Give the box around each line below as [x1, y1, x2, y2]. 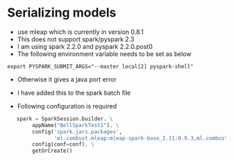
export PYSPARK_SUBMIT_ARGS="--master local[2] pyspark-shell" [7, 63, 194, 70]
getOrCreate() [32, 147, 73, 155]
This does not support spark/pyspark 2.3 [17, 35, 135, 43]
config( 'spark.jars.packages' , [32, 128, 123, 135]
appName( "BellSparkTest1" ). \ [32, 122, 119, 129]
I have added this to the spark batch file [17, 88, 131, 97]
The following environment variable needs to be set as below [17, 50, 192, 58]
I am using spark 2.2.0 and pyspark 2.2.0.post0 [17, 42, 153, 50]
